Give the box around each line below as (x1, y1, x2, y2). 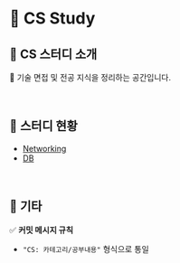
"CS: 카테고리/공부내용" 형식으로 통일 (22, 243, 149, 254)
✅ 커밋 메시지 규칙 (9, 224, 74, 235)
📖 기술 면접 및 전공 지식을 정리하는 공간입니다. (9, 72, 172, 82)
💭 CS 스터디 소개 (9, 46, 98, 61)
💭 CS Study (9, 8, 96, 29)
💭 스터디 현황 (9, 118, 79, 134)
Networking (22, 143, 67, 154)
